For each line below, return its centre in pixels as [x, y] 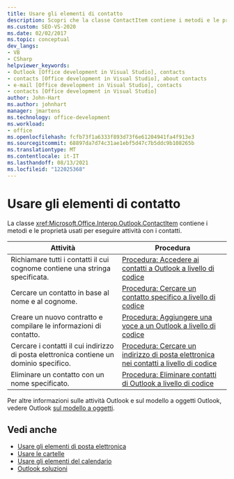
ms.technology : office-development [59, 117]
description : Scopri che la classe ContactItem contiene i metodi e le [113, 20]
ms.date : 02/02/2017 [37, 33]
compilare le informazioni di [56, 326]
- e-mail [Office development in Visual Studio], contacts [95, 85]
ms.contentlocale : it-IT [43, 157]
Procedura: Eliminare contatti [169, 374]
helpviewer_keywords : [39, 66]
